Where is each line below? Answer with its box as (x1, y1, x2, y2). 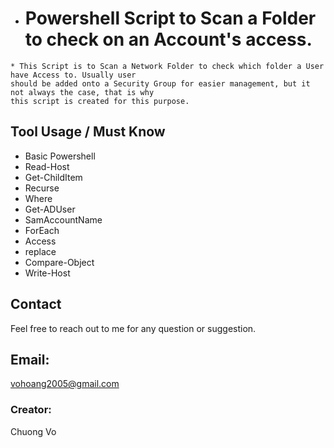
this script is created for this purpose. (10, 96, 190, 106)
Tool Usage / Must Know (10, 123, 166, 141)
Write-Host (24, 267, 71, 279)
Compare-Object (24, 256, 95, 268)
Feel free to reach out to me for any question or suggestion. (10, 322, 257, 334)
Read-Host (24, 160, 70, 172)
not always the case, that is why (10, 87, 155, 97)
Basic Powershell (24, 150, 96, 162)
